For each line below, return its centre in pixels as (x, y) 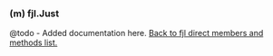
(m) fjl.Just (34, 14)
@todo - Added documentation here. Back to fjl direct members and (136, 33)
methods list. (34, 42)
